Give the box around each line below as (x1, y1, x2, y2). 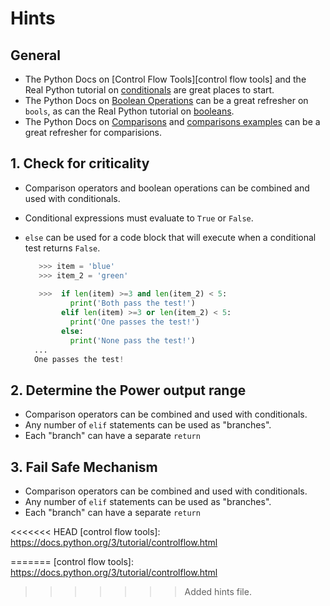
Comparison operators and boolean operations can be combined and (24, 182, 310, 194)
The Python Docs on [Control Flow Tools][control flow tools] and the (24, 73, 307, 85)
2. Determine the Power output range (10, 382, 247, 399)
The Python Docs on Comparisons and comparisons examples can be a (24, 116, 321, 127)
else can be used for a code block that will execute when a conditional (24, 231, 317, 243)
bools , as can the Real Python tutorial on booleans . (24, 105, 235, 117)
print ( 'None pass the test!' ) (69, 335, 196, 346)
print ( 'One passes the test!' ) (69, 317, 201, 327)
